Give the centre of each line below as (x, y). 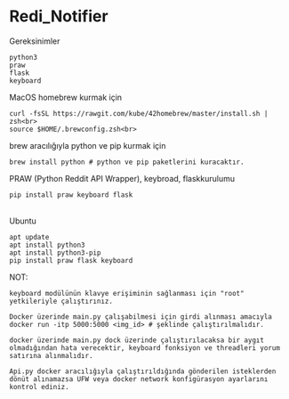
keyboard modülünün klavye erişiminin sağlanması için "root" (127, 293)
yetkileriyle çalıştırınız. (61, 301)
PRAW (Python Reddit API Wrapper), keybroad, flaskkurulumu (122, 178)
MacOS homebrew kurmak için (66, 97)
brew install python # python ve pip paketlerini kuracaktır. (127, 162)
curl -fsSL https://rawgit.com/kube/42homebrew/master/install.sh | (139, 113)
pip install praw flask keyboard (71, 260)
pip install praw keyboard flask (71, 195)
